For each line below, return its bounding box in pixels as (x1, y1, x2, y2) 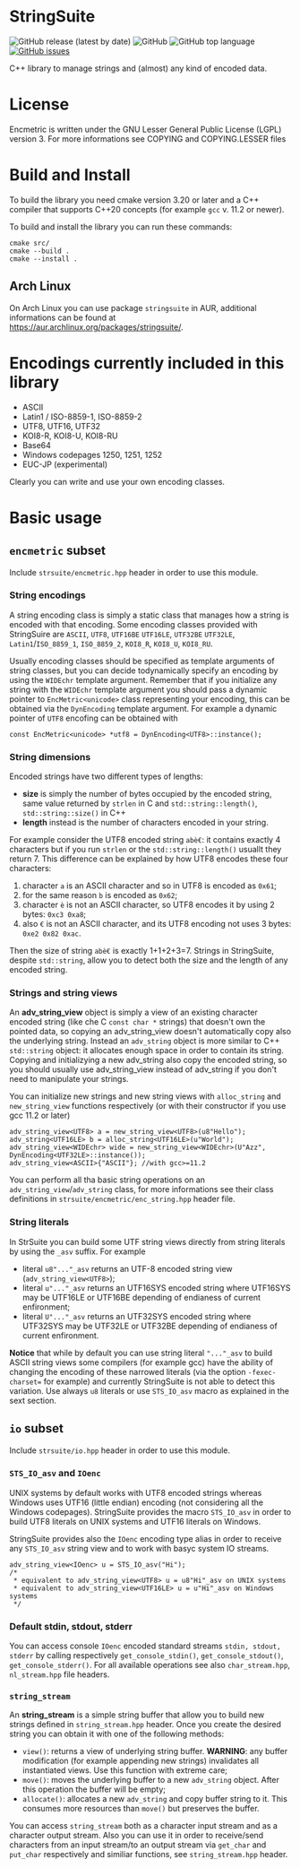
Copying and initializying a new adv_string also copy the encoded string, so (9, 1055, 287, 1066)
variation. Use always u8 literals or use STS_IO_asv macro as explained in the (9, 1385, 289, 1396)
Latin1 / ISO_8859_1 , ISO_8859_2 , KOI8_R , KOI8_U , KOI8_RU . (9, 638, 213, 649)
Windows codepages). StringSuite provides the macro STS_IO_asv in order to (9, 1506, 292, 1517)
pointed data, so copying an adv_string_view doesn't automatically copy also (9, 1026, 292, 1037)
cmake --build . (9, 246, 70, 255)
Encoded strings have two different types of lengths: (9, 771, 203, 782)
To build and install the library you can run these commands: (9, 221, 233, 232)
